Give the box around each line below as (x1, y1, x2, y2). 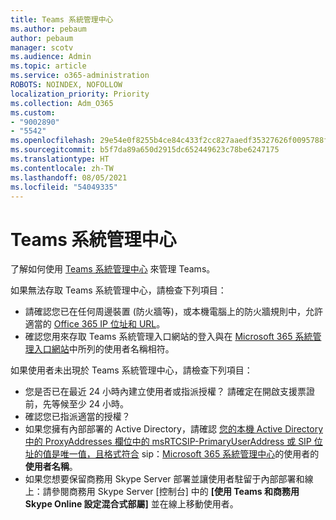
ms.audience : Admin (10, 52, 92, 62)
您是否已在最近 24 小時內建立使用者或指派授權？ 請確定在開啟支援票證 (24, 386, 315, 398)
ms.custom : (10, 107, 56, 118)
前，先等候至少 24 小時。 (24, 398, 130, 410)
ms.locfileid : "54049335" (10, 182, 118, 192)
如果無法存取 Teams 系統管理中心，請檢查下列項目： (10, 284, 227, 296)
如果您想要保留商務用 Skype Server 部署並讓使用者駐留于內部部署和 (24, 473, 305, 485)
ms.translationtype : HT (10, 154, 110, 164)
